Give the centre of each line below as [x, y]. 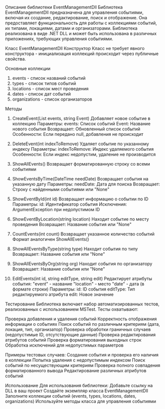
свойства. [16, 59]
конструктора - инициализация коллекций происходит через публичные [82, 54]
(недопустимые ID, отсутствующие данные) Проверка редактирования [80, 335]
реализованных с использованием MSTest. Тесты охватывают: [72, 309]
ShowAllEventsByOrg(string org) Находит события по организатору [82, 264]
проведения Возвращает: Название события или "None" [72, 224]
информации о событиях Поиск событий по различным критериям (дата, [83, 324]
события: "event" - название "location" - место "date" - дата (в [78, 284]
